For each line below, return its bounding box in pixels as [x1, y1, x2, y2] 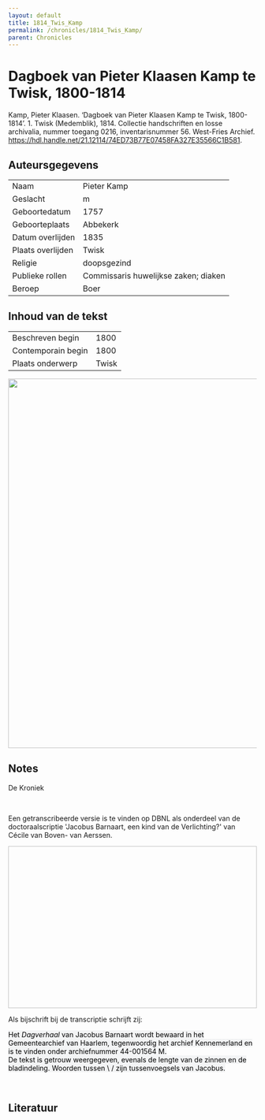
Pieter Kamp [82, 180, 129, 192]
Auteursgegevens [8, 158, 99, 172]
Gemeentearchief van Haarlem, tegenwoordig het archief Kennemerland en [8, 1038, 253, 1047]
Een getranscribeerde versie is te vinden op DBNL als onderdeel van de [8, 813, 241, 823]
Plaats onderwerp [12, 358, 78, 369]
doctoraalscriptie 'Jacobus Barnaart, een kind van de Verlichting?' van [8, 821, 236, 832]
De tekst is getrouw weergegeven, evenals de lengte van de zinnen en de [8, 1055, 247, 1064]
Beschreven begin [12, 332, 80, 343]
